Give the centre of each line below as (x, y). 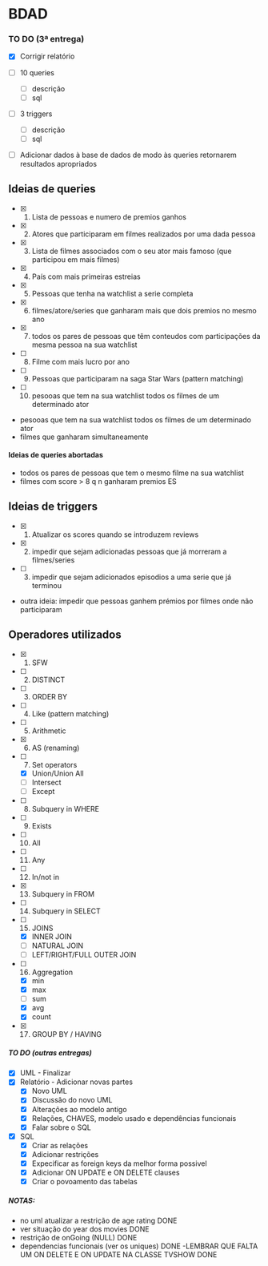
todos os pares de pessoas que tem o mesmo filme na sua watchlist (132, 473)
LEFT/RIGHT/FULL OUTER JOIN (84, 954)
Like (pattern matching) (70, 713)
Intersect (46, 782)
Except (43, 791)
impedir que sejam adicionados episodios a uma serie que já (132, 577)
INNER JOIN (52, 936)
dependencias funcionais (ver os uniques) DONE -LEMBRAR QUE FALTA (139, 1246)
